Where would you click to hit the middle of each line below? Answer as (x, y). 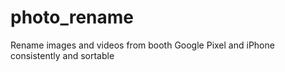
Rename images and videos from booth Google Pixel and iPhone (142, 45)
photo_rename (72, 17)
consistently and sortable (62, 55)
